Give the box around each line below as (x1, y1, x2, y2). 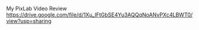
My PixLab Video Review (6, 5, 68, 12)
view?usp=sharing (6, 18, 52, 24)
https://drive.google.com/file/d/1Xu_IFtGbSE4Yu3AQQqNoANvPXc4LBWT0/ (6, 11, 193, 18)
